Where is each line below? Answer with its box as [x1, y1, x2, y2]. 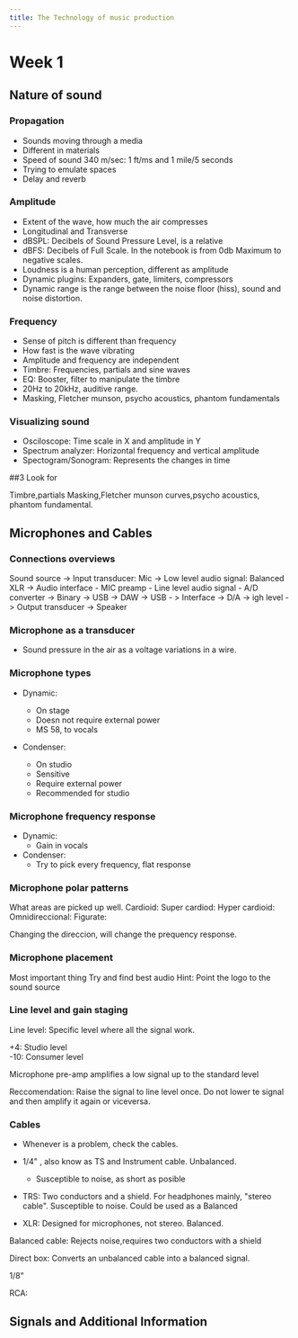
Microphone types [9, 667, 92, 679]
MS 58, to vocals [35, 723, 99, 734]
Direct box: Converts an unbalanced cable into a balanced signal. [9, 1253, 250, 1264]
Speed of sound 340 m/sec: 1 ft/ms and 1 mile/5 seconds [22, 154, 233, 165]
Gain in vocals [35, 840, 88, 850]
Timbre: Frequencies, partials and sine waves [22, 364, 191, 375]
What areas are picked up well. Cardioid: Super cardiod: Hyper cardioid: [9, 902, 276, 913]
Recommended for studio [35, 787, 130, 798]
